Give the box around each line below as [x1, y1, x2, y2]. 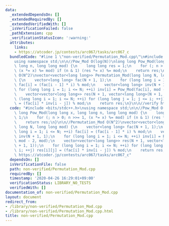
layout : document [5, 194, 42, 199]
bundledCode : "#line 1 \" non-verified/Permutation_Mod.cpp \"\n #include [10, 54, 163, 59]
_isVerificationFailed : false [10, 26, 73, 31]
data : [5, 7, 17, 13]
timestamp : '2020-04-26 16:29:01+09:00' [10, 176, 96, 181]
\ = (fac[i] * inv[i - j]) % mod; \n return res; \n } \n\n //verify [14, 101, 158, 106]
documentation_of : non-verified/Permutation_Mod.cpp [5, 190, 118, 195]
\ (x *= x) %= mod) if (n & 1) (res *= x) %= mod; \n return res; [14, 68, 161, 73]
